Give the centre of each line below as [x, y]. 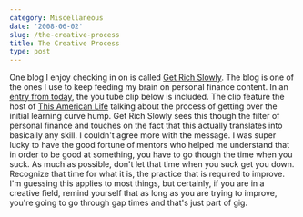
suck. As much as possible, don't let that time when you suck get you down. [152, 164]
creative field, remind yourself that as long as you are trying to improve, [143, 193]
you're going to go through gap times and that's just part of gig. [129, 203]
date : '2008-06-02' [46, 26]
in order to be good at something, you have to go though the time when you [151, 154]
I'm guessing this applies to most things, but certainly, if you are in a [137, 183]
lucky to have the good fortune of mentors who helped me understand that [149, 145]
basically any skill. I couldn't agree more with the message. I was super [143, 135]
